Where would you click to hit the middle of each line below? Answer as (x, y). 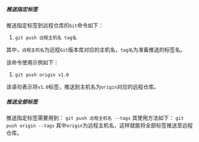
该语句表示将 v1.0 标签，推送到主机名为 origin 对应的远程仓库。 (83, 86)
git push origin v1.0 (42, 75)
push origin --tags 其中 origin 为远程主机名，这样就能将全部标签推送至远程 (99, 125)
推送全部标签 (22, 101)
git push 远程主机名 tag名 (46, 38)
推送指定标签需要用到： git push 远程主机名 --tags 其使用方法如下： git (95, 117)
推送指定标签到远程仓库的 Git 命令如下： (55, 25)
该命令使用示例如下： (32, 62)
